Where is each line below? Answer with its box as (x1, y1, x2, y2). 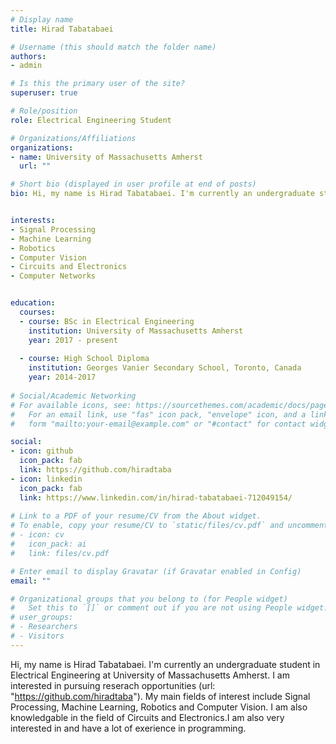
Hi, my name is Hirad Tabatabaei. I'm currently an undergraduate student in (10, 658, 321, 670)
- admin (10, 61, 43, 71)
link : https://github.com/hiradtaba (19, 465, 172, 475)
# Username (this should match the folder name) (10, 42, 217, 52)
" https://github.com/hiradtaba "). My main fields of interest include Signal (10, 690, 311, 702)
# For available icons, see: (10, 400, 132, 410)
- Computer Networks (10, 271, 97, 281)
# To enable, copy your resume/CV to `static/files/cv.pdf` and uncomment (10, 521, 329, 531)
